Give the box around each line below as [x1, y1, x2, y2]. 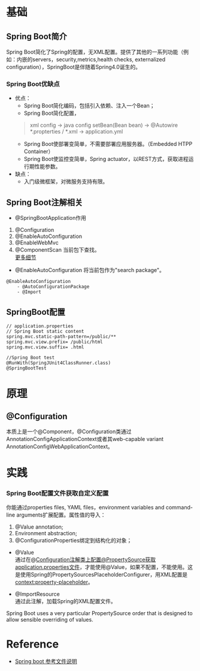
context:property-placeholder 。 [14, 578, 94, 586]
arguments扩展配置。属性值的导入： [16, 511, 106, 518]
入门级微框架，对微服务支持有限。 [23, 178, 108, 185]
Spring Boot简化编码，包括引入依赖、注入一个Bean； [23, 102, 155, 109]
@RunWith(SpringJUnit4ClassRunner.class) [6, 360, 111, 366]
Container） [23, 148, 54, 155]
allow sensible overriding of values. [6, 616, 94, 624]
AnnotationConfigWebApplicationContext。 [6, 443, 114, 450]
